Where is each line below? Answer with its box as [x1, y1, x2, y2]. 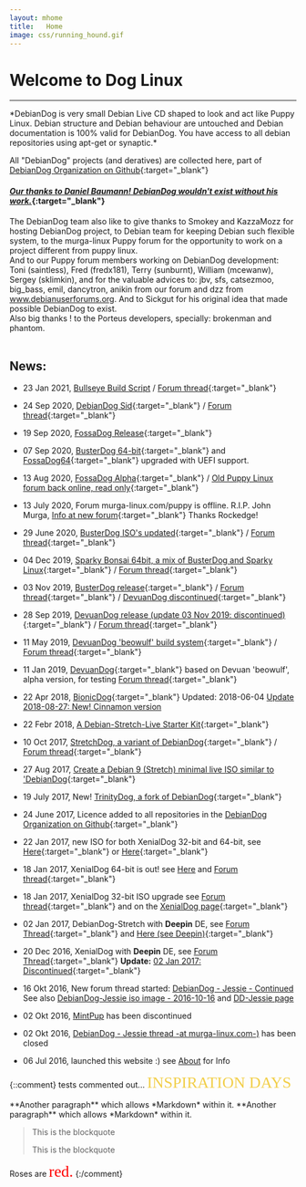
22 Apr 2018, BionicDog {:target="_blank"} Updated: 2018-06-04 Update [22, 692, 294, 703]
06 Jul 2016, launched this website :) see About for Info [22, 1056, 230, 1067]
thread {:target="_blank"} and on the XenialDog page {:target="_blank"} [22, 901, 289, 912]
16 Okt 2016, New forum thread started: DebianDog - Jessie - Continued [22, 983, 294, 994]
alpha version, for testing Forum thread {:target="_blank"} [22, 674, 238, 685]
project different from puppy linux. [9, 245, 138, 255]
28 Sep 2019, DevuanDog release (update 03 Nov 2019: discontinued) [22, 609, 286, 620]
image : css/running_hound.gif [9, 30, 125, 39]
